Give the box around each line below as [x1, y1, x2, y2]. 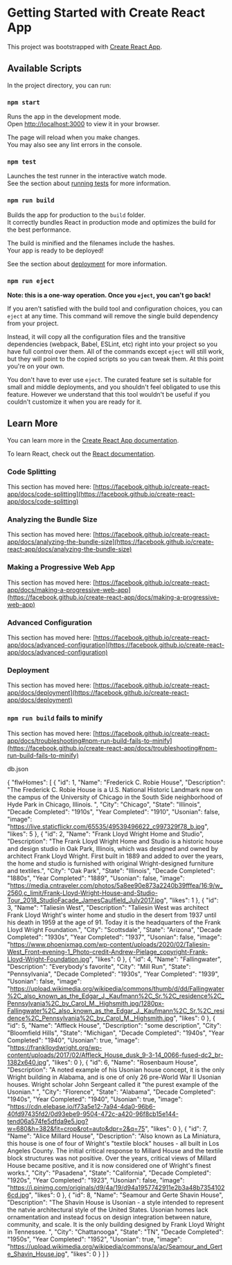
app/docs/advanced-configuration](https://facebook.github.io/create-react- [7, 640, 225, 649]
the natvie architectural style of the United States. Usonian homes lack [7, 1205, 208, 1214]
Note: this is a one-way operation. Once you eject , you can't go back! [7, 291, 211, 299]
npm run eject [7, 277, 55, 285]
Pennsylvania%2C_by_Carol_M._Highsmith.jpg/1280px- [7, 999, 165, 1007]
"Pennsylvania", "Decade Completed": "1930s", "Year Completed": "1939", [7, 970, 220, 978]
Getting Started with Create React [7, 5, 206, 21]
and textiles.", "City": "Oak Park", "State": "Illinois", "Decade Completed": [7, 866, 215, 875]
